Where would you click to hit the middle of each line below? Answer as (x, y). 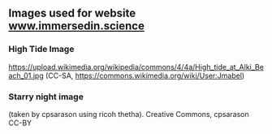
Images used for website (72, 13)
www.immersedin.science (76, 26)
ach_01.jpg (26, 76)
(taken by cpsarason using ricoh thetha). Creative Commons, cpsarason (129, 114)
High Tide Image (41, 50)
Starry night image (46, 97)
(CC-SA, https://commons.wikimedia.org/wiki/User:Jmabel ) (145, 76)
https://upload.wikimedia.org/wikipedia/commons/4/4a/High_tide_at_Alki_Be (136, 67)
